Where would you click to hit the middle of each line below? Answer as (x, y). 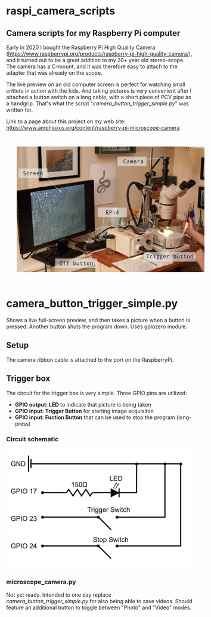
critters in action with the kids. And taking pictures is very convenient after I (99, 91)
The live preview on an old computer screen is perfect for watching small (96, 84)
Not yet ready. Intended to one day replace (59, 595)
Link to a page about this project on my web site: (66, 121)
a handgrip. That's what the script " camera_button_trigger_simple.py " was (97, 103)
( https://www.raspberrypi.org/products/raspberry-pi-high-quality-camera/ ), (99, 54)
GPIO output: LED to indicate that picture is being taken (83, 404)
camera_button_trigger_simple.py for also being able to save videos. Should (99, 601)
